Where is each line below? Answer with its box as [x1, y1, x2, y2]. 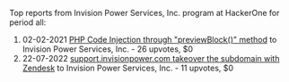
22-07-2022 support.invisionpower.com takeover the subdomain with [22, 53, 280, 63]
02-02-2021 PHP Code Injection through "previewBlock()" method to [22, 35, 277, 45]
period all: [9, 17, 47, 28]
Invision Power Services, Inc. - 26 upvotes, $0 [22, 44, 194, 54]
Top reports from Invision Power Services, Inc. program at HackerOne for [9, 8, 280, 18]
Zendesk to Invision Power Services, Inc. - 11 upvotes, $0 [22, 62, 234, 73]
